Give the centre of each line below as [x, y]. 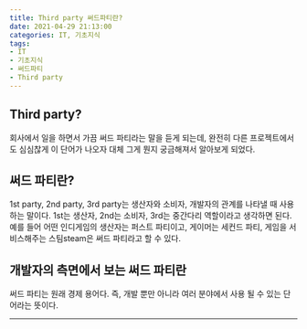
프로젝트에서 [272, 137]
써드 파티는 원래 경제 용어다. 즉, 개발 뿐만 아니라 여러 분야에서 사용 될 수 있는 [145, 294]
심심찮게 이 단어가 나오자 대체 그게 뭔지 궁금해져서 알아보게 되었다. [137, 149]
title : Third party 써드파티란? [66, 18]
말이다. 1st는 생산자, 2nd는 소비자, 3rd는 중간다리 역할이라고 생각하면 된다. [159, 216]
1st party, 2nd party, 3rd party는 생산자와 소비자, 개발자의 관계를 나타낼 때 [143, 204]
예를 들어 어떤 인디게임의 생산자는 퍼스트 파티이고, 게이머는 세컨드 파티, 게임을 [148, 227]
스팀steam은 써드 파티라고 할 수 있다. [115, 239]
